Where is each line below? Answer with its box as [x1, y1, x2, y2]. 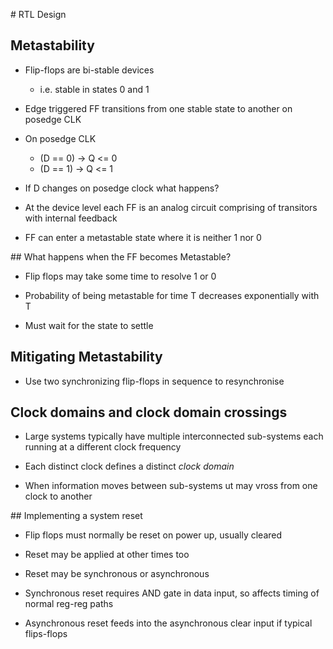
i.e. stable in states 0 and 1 [39, 83, 150, 95]
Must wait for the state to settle [24, 319, 154, 331]
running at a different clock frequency [24, 441, 182, 453]
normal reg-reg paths [24, 598, 114, 610]
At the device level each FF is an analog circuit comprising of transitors [24, 201, 318, 213]
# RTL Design [10, 9, 67, 20]
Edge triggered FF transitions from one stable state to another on [24, 102, 293, 114]
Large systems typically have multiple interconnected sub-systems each [24, 430, 324, 443]
